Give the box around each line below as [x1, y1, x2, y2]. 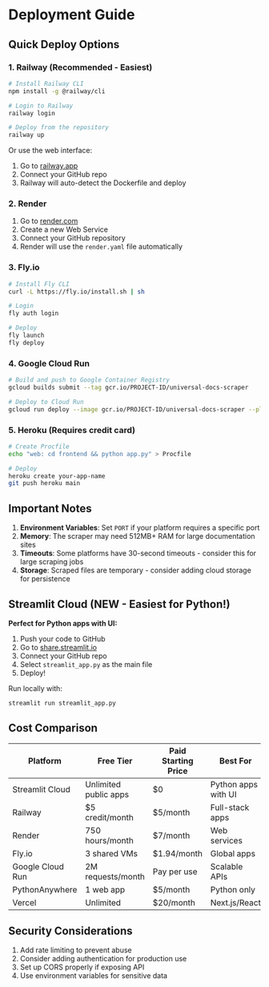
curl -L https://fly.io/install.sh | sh [8, 287, 146, 296]
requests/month [85, 871, 146, 882]
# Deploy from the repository [8, 123, 110, 131]
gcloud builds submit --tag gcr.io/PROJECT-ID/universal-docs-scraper [8, 383, 249, 392]
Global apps [210, 847, 256, 859]
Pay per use [152, 866, 198, 877]
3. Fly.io [8, 262, 40, 273]
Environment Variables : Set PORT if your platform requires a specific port [19, 523, 260, 532]
